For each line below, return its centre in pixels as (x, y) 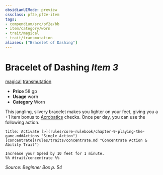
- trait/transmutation (29, 38)
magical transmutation (28, 81)
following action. (22, 122)
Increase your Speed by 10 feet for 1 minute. (55, 153)
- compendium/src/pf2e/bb (32, 24)
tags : (11, 19)
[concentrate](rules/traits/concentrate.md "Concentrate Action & (76, 140)
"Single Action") (59, 136)
